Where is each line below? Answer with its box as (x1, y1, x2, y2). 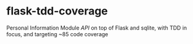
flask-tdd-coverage (6, 4, 108, 18)
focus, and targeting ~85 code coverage (6, 30, 108, 37)
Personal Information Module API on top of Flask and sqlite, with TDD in (6, 24, 187, 31)
